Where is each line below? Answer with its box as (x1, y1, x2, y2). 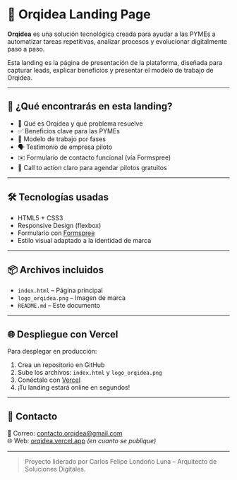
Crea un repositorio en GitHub (17, 361, 105, 369)
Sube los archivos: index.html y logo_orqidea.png (17, 368, 162, 377)
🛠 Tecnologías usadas (7, 191, 109, 203)
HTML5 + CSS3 (17, 213, 63, 222)
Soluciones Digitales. (24, 465, 86, 473)
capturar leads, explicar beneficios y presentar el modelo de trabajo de (7, 66, 214, 74)
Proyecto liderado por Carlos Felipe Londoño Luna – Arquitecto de (24, 457, 217, 465)
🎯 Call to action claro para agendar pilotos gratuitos (17, 163, 167, 172)
